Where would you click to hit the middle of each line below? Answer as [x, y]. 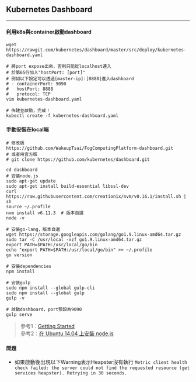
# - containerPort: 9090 [36, 84]
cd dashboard [22, 170]
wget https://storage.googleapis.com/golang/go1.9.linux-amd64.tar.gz [94, 235]
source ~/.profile [28, 207]
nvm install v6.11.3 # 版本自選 [45, 213]
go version [19, 255]
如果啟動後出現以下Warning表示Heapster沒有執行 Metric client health [101, 362]
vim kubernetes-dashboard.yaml [44, 99]
